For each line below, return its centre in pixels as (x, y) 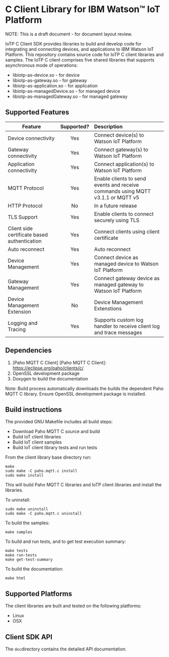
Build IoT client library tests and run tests (55, 448)
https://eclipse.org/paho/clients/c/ (48, 368)
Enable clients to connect (124, 214)
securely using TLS (117, 220)
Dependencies (28, 350)
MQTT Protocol (26, 188)
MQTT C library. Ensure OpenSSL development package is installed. (76, 394)
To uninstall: (18, 500)
